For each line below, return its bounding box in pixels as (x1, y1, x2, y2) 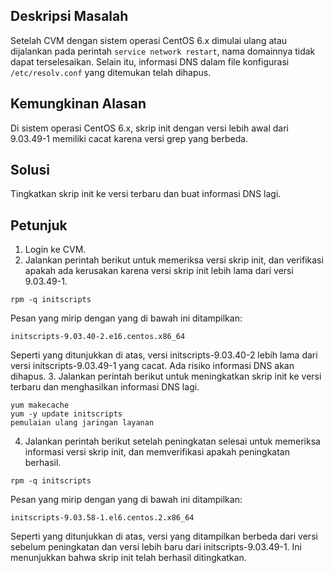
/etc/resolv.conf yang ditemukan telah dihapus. (10, 66, 212, 78)
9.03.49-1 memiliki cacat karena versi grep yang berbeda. (10, 132, 249, 144)
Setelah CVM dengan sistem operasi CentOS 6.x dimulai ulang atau (10, 34, 288, 46)
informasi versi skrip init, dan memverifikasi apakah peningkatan (24, 446, 290, 458)
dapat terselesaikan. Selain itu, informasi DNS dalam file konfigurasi (10, 55, 290, 68)
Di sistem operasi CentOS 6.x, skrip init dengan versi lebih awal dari (10, 122, 289, 134)
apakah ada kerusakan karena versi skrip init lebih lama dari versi (24, 265, 294, 277)
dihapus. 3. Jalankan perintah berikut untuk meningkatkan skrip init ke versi (10, 370, 322, 383)
